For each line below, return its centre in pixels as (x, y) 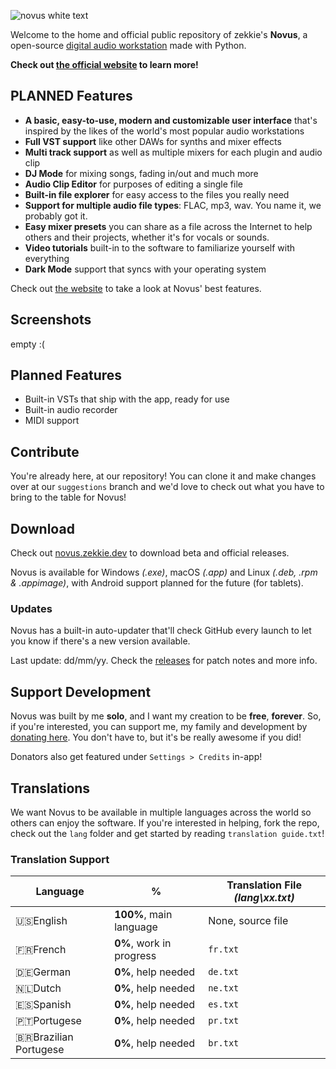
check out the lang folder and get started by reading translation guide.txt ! (167, 833)
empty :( (27, 344)
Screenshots (51, 320)
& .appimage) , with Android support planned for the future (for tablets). (157, 583)
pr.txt (224, 1021)
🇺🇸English (41, 921)
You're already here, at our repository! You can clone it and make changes (163, 476)
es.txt (224, 1004)
